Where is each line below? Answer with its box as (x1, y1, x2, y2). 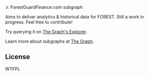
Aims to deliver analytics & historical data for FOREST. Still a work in (5, 14, 144, 19)
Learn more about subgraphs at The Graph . (5, 38, 94, 44)
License (5, 53, 30, 61)
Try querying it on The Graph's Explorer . (5, 29, 88, 34)
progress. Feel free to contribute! (5, 19, 73, 25)
